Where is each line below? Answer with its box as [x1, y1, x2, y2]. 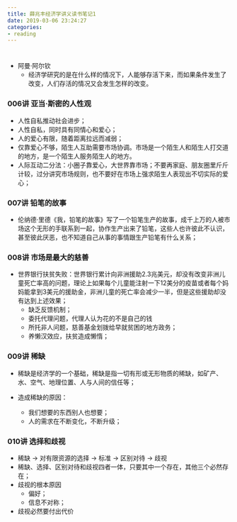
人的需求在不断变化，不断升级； [28, 416, 122, 426]
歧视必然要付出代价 [17, 506, 74, 515]
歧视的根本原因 [17, 480, 62, 489]
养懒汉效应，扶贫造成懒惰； [28, 332, 110, 340]
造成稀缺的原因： [17, 393, 68, 401]
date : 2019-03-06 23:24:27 [7, 17, 87, 24]
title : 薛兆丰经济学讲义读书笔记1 [7, 10, 96, 18]
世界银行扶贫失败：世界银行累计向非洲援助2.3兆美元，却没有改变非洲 [17, 270, 219, 279]
